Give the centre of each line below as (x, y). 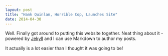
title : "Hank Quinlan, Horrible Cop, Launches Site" (61, 14)
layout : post (19, 10)
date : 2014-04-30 (23, 19)
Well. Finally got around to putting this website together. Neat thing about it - (84, 33)
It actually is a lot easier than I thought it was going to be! (64, 48)
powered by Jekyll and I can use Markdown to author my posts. (71, 38)
